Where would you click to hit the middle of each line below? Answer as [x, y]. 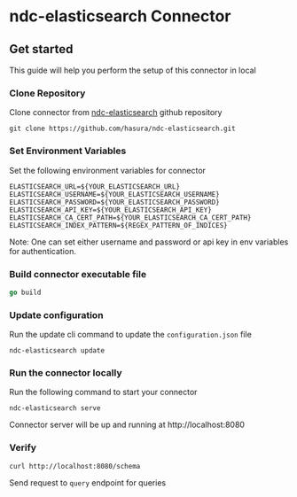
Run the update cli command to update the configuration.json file [131, 335]
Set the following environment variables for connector [108, 170]
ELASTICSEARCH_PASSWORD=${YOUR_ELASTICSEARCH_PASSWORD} [114, 202]
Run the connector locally [66, 372]
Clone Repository [47, 93]
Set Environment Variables [68, 151]
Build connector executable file [78, 274]
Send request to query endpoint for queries [88, 482]
